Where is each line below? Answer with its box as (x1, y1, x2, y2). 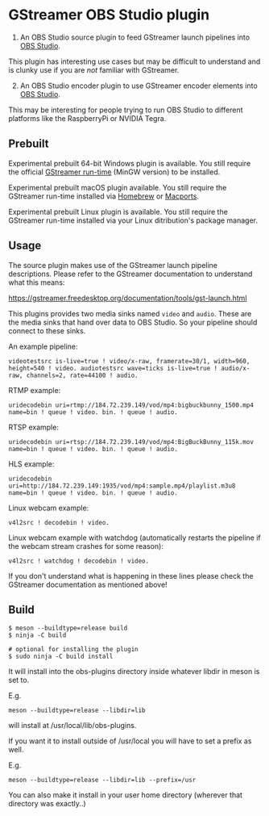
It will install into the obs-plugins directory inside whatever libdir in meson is (8, 667, 260, 676)
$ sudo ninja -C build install (8, 652, 114, 661)
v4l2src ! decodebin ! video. (8, 518, 110, 526)
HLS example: (8, 458, 55, 469)
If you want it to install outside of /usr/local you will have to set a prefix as (8, 736, 252, 746)
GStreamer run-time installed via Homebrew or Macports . (8, 191, 200, 201)
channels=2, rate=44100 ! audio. (26, 371, 139, 379)
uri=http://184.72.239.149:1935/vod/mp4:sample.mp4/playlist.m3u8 (8, 482, 236, 490)
